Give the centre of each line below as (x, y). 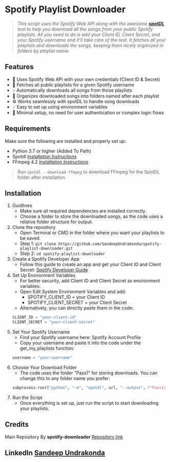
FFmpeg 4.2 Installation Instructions (50, 162)
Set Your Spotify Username (41, 332)
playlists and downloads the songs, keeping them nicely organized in (90, 45)
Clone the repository (34, 227)
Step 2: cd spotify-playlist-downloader (62, 254)
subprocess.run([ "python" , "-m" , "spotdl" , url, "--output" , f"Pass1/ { (90, 388)
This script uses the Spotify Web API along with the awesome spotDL (91, 24)
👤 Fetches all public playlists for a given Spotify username (73, 85)
